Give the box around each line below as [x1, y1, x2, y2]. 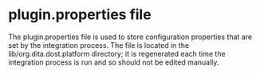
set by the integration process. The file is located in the [8, 40, 190, 49]
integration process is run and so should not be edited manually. [8, 57, 219, 67]
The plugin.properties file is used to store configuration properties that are [8, 32, 253, 41]
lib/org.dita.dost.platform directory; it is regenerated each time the [8, 49, 226, 58]
